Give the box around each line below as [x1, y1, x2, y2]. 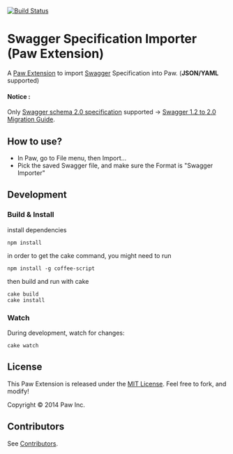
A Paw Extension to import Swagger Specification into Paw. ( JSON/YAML [7, 68, 219, 77]
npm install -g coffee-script [7, 265, 96, 272]
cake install [7, 296, 45, 303]
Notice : [7, 92, 31, 100]
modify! [7, 387, 29, 395]
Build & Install [7, 210, 54, 220]
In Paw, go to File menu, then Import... [17, 153, 127, 162]
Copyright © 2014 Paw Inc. [7, 400, 86, 409]
